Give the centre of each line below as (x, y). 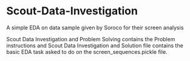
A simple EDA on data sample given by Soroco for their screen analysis (95, 28)
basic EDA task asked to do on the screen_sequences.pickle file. (87, 51)
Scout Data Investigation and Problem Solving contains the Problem (91, 39)
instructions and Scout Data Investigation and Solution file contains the (95, 45)
